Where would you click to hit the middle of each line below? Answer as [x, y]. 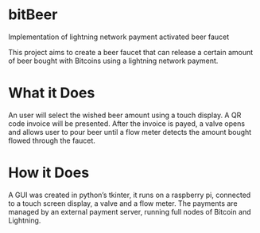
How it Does [49, 173]
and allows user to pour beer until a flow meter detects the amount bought [130, 132]
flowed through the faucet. [52, 140]
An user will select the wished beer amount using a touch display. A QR [125, 115]
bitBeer [33, 15]
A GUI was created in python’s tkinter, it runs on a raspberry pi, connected [130, 195]
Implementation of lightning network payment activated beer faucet [119, 37]
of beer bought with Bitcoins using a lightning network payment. [113, 61]
